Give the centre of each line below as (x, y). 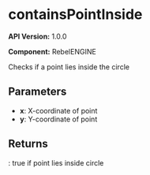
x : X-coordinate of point (58, 110)
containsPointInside (75, 15)
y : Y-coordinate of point (58, 119)
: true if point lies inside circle (56, 162)
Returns (28, 144)
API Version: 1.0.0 (37, 36)
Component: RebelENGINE (52, 51)
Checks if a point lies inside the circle (69, 67)
